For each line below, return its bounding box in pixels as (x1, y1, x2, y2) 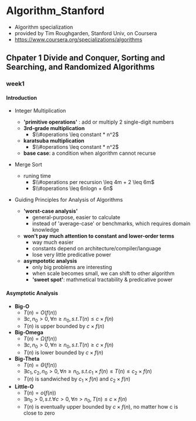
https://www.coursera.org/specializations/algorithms (14, 36, 143, 43)
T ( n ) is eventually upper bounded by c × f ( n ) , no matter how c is (23, 403, 178, 410)
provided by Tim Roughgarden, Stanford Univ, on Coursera (14, 29, 157, 36)
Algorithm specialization (14, 23, 73, 30)
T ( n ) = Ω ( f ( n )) (23, 335, 58, 342)
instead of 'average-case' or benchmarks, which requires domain (32, 220, 191, 227)
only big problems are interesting (32, 264, 113, 271)
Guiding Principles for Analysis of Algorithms (14, 196, 123, 203)
